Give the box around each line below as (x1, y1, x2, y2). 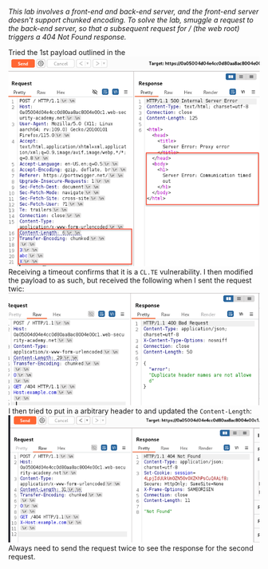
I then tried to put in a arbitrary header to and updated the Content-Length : (8, 406, 253, 416)
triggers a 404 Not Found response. (8, 32, 127, 41)
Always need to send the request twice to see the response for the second (8, 543, 254, 553)
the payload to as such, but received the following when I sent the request (8, 275, 252, 285)
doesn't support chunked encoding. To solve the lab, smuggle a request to (8, 15, 254, 25)
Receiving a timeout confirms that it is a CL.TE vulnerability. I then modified (8, 267, 254, 276)
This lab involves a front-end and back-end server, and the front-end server (8, 7, 259, 16)
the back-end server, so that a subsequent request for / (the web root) (8, 24, 240, 33)
